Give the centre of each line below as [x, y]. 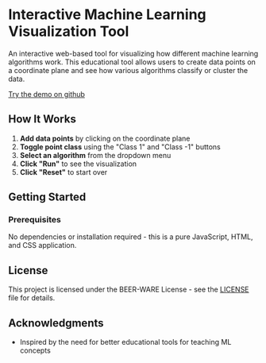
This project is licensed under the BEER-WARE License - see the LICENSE [129, 290]
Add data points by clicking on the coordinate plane [105, 138]
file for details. [32, 298]
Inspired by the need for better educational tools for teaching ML [125, 342]
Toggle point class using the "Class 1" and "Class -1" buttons [120, 147]
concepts [35, 350]
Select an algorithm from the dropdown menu [95, 155]
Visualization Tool [69, 31]
